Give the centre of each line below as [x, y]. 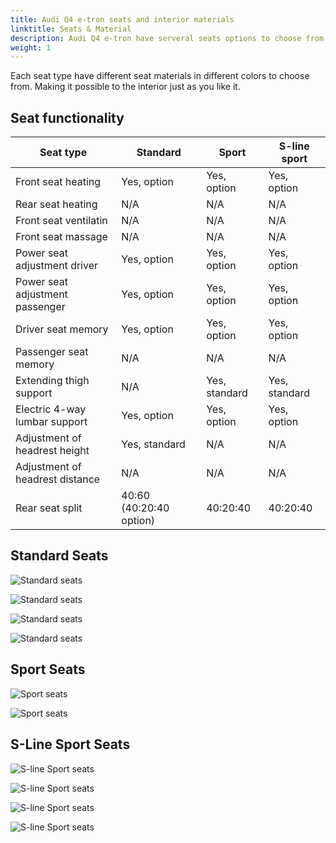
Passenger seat [52, 352]
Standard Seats [59, 556]
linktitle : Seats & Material [71, 29]
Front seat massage [61, 237]
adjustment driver [57, 266]
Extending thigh [52, 381]
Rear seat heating [56, 204]
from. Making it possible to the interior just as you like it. [125, 87]
